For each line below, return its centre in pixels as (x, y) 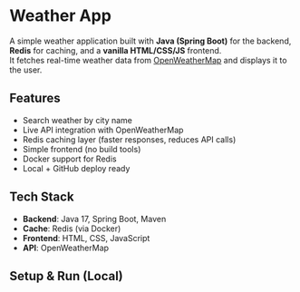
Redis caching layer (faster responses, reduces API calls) (129, 139)
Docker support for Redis (69, 159)
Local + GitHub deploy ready (76, 168)
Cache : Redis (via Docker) (72, 229)
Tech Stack (42, 197)
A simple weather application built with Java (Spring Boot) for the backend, (150, 41)
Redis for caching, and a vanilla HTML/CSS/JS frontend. (116, 50)
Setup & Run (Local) (67, 276)
